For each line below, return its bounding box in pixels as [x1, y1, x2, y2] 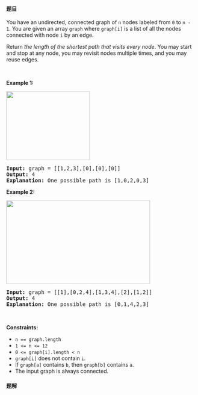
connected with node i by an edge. [6, 31, 94, 39]
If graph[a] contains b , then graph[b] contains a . [14, 361, 134, 369]
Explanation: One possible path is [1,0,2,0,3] [6, 177, 149, 184]
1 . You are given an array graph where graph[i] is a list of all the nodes [6, 25, 182, 33]
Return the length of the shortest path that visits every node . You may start [6, 43, 192, 51]
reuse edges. [6, 56, 39, 63]
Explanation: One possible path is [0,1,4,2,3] [6, 301, 149, 308]
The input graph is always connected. [14, 367, 109, 375]
